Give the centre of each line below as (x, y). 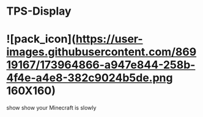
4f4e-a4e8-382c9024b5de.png (90, 78)
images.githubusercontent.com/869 (102, 52)
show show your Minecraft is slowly (51, 108)
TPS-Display (39, 11)
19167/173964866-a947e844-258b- (101, 65)
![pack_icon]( (41, 39)
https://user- (109, 39)
